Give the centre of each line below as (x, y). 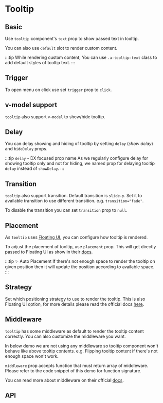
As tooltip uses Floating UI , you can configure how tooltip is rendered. (76, 238)
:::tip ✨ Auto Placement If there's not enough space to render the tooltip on (80, 261)
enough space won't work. (32, 356)
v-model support (31, 105)
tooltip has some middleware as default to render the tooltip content (74, 331)
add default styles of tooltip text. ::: (40, 63)
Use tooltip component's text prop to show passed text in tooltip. (72, 38)
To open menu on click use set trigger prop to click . (58, 90)
